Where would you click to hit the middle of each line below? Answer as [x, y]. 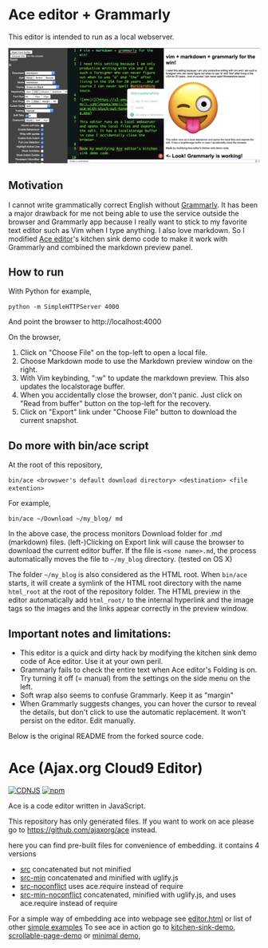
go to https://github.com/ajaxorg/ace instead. [83, 829]
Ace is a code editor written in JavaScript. [77, 806]
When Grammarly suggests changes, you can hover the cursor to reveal [138, 704]
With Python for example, [50, 291]
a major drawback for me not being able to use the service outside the [124, 213]
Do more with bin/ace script [79, 446]
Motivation [36, 186]
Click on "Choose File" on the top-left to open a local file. [114, 353]
